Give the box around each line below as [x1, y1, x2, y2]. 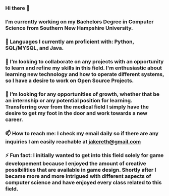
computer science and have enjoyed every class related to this [5, 179, 162, 186]
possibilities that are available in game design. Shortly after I [5, 167, 156, 174]
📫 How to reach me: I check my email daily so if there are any [5, 130, 159, 137]
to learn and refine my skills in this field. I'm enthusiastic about [5, 64, 162, 71]
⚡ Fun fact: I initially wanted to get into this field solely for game [5, 152, 164, 159]
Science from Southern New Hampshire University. [5, 24, 133, 31]
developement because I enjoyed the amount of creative [5, 160, 146, 167]
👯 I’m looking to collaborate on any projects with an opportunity [5, 58, 164, 65]
